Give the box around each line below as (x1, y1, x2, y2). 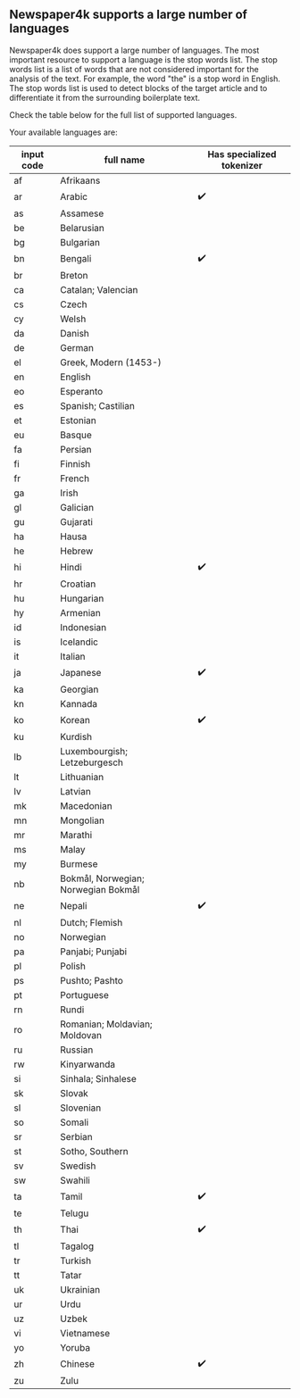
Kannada (60, 697, 98, 710)
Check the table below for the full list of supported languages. (9, 109, 237, 120)
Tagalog (60, 1240, 95, 1252)
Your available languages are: (9, 127, 118, 137)
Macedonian (60, 799, 113, 811)
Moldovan (60, 1028, 103, 1041)
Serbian (60, 1130, 94, 1143)
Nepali (60, 900, 87, 912)
